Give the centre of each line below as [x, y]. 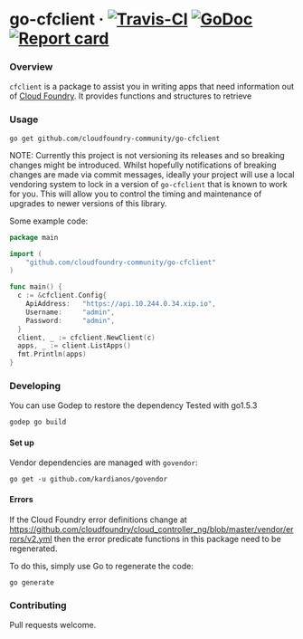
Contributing [38, 605]
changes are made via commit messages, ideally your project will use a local [152, 174]
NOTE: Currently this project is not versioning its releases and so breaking [147, 155]
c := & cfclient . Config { [62, 296]
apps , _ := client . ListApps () [74, 346]
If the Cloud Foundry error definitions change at [98, 520]
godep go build [38, 422]
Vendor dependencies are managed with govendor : [104, 463]
